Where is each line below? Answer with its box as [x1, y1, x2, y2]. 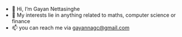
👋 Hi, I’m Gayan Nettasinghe [11, 6, 80, 12]
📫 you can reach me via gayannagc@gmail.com [11, 24, 130, 31]
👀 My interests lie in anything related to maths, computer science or [11, 12, 176, 18]
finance [11, 18, 31, 24]
